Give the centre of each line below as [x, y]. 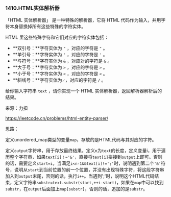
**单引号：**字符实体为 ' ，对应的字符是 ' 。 [60, 55]
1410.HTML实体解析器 [32, 8]
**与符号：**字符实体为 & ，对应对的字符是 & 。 [62, 61]
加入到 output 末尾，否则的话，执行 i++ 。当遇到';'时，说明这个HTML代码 [80, 176]
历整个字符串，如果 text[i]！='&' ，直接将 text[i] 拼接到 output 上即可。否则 [84, 157]
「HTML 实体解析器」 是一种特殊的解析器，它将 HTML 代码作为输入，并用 [83, 20]
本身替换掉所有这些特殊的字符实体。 [47, 27]
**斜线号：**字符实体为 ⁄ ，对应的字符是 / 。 [59, 80]
